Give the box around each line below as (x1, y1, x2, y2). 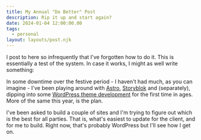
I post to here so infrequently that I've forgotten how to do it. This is (6, 54, 174, 60)
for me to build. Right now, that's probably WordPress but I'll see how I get (6, 122, 191, 129)
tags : (6, 25, 20, 32)
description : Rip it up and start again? (6, 14, 112, 21)
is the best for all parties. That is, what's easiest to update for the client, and (6, 115, 196, 122)
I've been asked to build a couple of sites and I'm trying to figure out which (6, 109, 193, 116)
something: (6, 66, 34, 73)
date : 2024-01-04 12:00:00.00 (6, 20, 83, 26)
